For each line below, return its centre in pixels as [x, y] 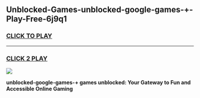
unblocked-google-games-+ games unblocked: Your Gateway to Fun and [99, 82]
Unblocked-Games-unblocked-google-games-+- [100, 10]
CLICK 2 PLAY [27, 58]
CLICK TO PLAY [29, 36]
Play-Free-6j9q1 [37, 19]
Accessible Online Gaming [40, 88]
